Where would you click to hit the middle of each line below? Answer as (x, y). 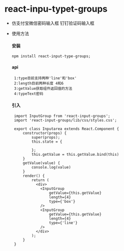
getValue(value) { (41, 163)
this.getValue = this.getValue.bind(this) (75, 154)
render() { (34, 176)
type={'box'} (62, 201)
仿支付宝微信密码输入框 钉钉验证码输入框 (53, 23)
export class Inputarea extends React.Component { (66, 129)
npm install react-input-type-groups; (51, 56)
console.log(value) (51, 167)
